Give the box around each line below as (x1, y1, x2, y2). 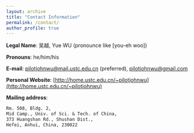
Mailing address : (6, 94, 48, 101)
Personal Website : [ (6, 77, 55, 84)
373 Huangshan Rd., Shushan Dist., (6, 117, 94, 122)
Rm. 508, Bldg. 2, (6, 105, 51, 112)
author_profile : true (6, 25, 60, 31)
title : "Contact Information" (6, 14, 81, 20)
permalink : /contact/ (6, 19, 60, 25)
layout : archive (6, 8, 46, 15)
